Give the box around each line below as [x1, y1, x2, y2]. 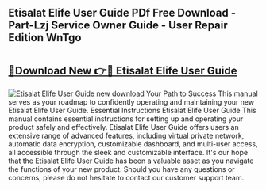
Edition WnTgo [8, 31, 82, 44]
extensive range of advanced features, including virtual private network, [8, 131, 245, 140]
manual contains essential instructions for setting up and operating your [8, 114, 244, 123]
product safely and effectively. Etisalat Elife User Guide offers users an [8, 123, 240, 131]
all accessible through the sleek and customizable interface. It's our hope [8, 148, 249, 157]
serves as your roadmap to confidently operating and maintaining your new [8, 97, 255, 106]
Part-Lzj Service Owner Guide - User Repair [8, 19, 228, 32]
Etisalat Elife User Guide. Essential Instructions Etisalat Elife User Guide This [8, 106, 256, 115]
